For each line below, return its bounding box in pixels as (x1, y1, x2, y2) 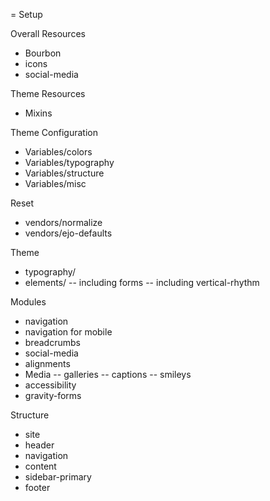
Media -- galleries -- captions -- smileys (24, 369, 192, 380)
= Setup (10, 9, 43, 20)
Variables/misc (24, 178, 87, 189)
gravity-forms (24, 390, 82, 401)
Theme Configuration (10, 127, 98, 138)
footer (24, 482, 51, 493)
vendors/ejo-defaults (24, 227, 113, 239)
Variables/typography (24, 157, 115, 168)
